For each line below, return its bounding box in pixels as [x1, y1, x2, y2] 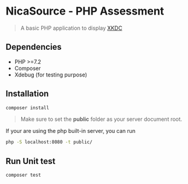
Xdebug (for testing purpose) [14, 71, 88, 78]
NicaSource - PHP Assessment [5, 4, 164, 18]
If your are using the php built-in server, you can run [5, 128, 136, 135]
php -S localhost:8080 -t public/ [5, 139, 93, 145]
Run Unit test [5, 156, 56, 166]
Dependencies [5, 42, 62, 52]
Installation [5, 89, 49, 99]
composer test [5, 172, 42, 179]
